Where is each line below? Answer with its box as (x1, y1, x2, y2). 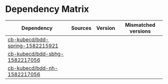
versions (129, 27, 151, 34)
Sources (71, 24, 91, 31)
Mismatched (124, 21, 156, 28)
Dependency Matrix (5, 3, 89, 15)
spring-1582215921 (7, 42, 58, 49)
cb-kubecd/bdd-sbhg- (7, 50, 64, 57)
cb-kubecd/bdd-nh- (7, 65, 58, 72)
